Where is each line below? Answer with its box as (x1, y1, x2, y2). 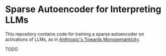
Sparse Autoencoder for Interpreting (5, 4, 161, 15)
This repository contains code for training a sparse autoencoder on (5, 31, 144, 37)
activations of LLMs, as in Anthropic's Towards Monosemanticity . (5, 36, 140, 42)
